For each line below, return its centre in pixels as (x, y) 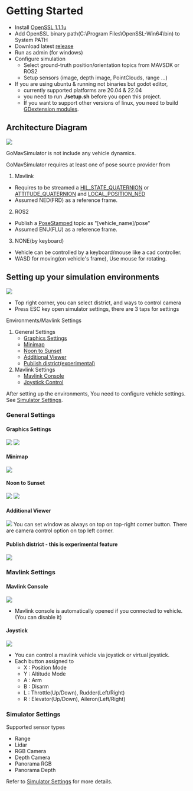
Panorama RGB (33, 764)
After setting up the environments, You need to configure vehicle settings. (96, 393)
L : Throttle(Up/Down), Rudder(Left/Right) (74, 692)
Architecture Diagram (47, 128)
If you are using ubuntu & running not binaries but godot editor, (91, 83)
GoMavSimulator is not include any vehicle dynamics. (71, 153)
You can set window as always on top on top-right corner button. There (100, 525)
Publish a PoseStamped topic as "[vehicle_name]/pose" (82, 223)
